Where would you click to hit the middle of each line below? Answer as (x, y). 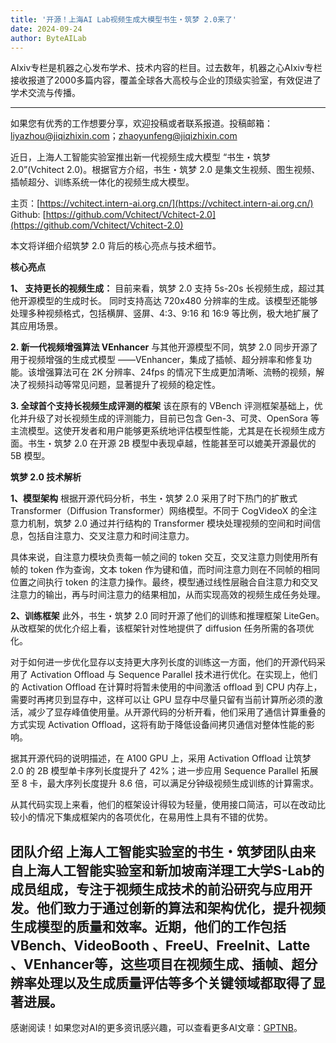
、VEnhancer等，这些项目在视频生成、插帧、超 (157, 964)
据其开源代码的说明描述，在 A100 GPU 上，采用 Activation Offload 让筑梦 (161, 758)
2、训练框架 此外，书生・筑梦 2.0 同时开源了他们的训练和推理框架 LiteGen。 (167, 616)
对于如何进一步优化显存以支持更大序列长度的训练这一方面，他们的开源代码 (163, 662)
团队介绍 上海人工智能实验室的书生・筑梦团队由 (156, 851)
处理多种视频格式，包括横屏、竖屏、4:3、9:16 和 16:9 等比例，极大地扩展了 (165, 313)
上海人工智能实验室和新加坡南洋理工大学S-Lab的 (174, 870)
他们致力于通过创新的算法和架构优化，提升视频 (181, 907)
